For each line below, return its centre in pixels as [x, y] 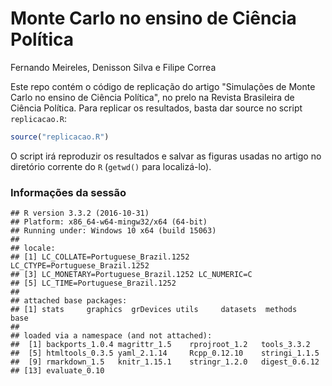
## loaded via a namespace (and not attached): [111, 336]
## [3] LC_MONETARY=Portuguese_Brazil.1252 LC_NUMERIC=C [131, 275]
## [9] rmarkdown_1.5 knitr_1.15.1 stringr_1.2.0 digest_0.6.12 [165, 362]
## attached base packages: [69, 301]
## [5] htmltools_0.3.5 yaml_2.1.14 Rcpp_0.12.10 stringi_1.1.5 [165, 353]
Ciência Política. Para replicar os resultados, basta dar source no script [156, 108]
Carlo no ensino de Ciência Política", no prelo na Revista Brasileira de [152, 97]
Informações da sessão [68, 192]
